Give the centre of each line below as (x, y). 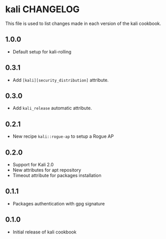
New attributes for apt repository (47, 170)
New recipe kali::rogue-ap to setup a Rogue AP (63, 136)
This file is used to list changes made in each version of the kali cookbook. (83, 23)
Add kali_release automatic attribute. (52, 108)
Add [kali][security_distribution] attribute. (61, 80)
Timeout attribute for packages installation (57, 175)
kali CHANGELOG (42, 9)
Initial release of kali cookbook (44, 232)
